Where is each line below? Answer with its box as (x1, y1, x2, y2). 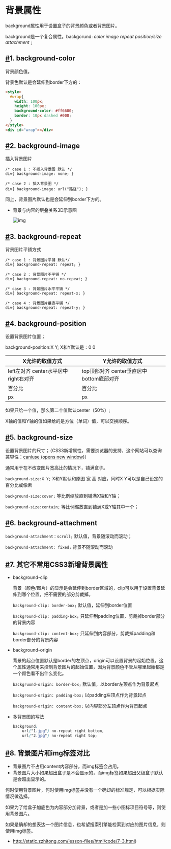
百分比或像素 (5, 482, 32, 488)
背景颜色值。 (5, 68, 32, 74)
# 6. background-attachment (5, 519, 98, 527)
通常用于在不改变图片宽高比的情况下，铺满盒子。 (5, 464, 108, 471)
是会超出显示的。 (12, 776, 49, 782)
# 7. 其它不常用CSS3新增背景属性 (5, 561, 108, 569)
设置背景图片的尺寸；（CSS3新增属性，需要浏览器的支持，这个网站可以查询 (5, 447, 162, 453)
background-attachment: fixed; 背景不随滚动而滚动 (5, 544, 113, 550)
